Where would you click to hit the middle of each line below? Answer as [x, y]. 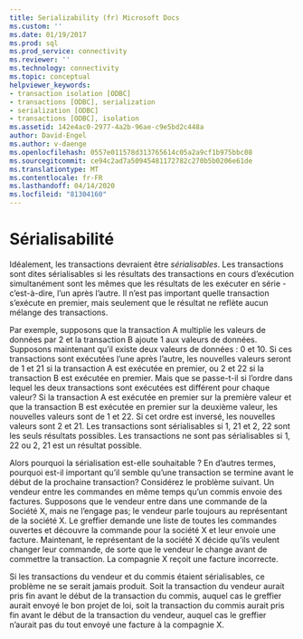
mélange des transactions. [59, 312]
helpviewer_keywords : [50, 85]
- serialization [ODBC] [54, 110]
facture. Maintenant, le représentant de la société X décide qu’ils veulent [145, 539]
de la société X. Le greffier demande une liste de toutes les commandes [143, 520]
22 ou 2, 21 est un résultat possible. [76, 445]
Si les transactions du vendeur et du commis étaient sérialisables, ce [137, 577]
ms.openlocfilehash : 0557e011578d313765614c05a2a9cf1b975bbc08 [131, 152]
